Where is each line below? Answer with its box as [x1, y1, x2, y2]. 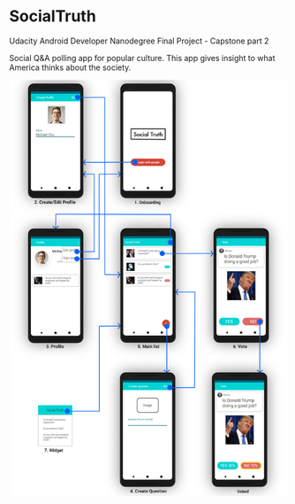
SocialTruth [9, 6, 97, 27]
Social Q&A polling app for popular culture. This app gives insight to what [9, 52, 276, 63]
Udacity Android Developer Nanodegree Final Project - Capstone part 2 [9, 35, 269, 46]
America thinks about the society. [9, 62, 132, 73]
